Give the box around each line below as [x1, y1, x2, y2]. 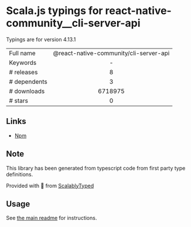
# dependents [9, 77, 48, 85]
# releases [9, 68, 38, 76]
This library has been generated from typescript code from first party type [6, 164, 186, 171]
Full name [9, 49, 36, 57]
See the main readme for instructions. [6, 215, 97, 222]
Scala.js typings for [6, 4, 103, 18]
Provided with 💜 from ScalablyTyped [6, 182, 94, 189]
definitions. [6, 171, 33, 178]
